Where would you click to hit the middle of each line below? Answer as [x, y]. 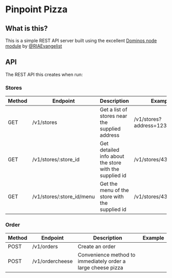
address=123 [150, 125]
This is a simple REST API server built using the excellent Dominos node [81, 40]
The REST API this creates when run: [44, 74]
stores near [113, 116]
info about [112, 156]
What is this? [27, 28]
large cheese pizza [101, 268]
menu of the [114, 190]
